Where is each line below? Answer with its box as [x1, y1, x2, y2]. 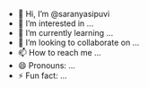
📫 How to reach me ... [17, 48, 101, 57]
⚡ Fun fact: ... [17, 70, 67, 81]
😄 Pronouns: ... [17, 60, 76, 71]
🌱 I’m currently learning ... [17, 28, 114, 38]
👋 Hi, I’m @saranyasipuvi [17, 9, 110, 19]
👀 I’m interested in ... [17, 18, 94, 29]
